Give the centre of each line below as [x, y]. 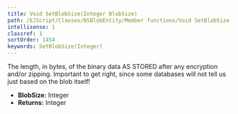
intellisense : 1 [31, 27]
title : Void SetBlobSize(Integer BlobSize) [73, 14]
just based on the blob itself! [49, 81]
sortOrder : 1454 [31, 40]
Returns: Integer [42, 102]
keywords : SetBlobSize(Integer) [55, 46]
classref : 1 [25, 33]
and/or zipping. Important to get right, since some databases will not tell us [117, 74]
